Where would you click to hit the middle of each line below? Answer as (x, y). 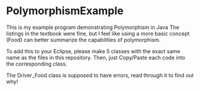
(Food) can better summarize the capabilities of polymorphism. (83, 40)
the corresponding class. (37, 64)
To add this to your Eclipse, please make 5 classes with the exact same (93, 51)
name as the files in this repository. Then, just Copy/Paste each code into (96, 57)
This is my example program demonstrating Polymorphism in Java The (93, 27)
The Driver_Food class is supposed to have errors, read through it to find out (100, 75)
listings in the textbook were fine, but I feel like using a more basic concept (98, 33)
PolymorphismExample (65, 11)
